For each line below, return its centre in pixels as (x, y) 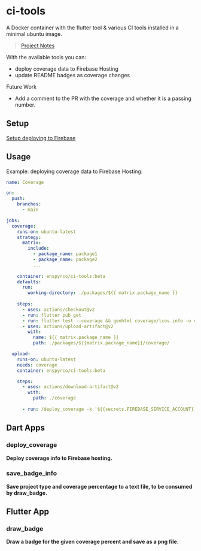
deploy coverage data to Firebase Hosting (66, 69)
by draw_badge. (27, 493)
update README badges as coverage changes (72, 75)
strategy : (29, 237)
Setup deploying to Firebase (41, 138)
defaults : (29, 282)
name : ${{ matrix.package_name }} (76, 337)
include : (39, 249)
